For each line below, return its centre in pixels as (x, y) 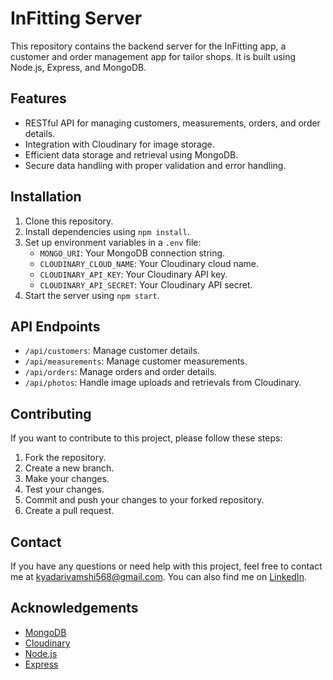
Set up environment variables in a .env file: (113, 242)
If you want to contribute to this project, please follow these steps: (146, 438)
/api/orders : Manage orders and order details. (121, 372)
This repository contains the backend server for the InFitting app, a (148, 46)
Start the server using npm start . (92, 295)
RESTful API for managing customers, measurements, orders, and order (172, 123)
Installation (46, 197)
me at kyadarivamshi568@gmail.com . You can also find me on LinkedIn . (158, 576)
